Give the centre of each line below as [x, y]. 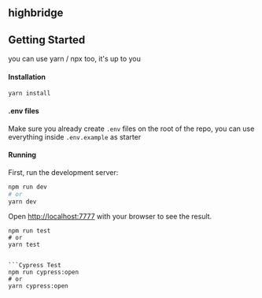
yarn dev [22, 201]
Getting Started [47, 40]
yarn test [24, 245]
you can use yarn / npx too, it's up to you [75, 59]
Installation [27, 76]
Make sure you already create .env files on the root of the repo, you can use [131, 129]
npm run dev [28, 187]
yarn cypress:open [38, 286]
